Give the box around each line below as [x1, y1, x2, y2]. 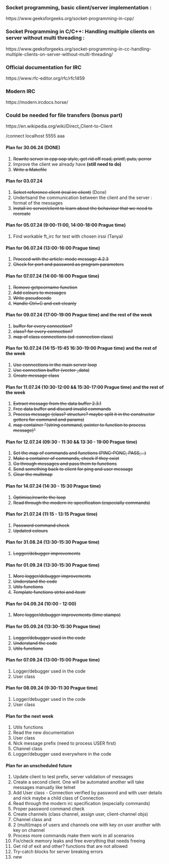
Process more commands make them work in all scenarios [13, 833, 134, 839]
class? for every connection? [13, 328, 73, 334]
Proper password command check [13, 806, 85, 812]
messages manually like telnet [13, 784, 76, 790]
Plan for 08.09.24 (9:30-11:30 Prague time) [6, 685, 98, 691]
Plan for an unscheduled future [6, 762, 72, 768]
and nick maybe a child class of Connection [13, 795, 104, 801]
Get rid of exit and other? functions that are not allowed [13, 843, 128, 849]
